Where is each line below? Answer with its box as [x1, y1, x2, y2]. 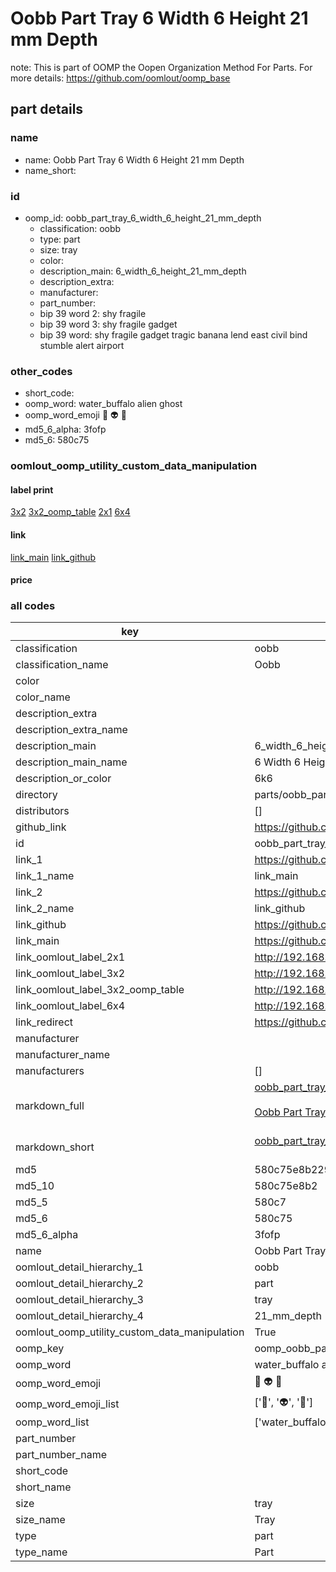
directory [15, 788, 58, 802]
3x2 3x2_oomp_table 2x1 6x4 [10, 506, 131, 518]
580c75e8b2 [254, 1179, 318, 1193]
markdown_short [15, 1140, 95, 1154]
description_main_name [15, 755, 128, 769]
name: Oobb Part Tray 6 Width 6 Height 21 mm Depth [24, 153, 245, 166]
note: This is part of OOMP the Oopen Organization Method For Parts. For [10, 61, 313, 73]
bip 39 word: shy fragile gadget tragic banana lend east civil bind [39, 328, 308, 341]
